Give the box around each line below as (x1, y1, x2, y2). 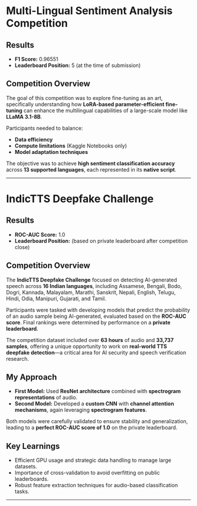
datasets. (14, 463, 38, 470)
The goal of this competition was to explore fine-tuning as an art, (6, 94, 163, 101)
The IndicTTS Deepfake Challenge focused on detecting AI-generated (6, 276, 177, 283)
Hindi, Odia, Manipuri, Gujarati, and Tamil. (6, 295, 107, 302)
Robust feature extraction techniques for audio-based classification (14, 482, 178, 489)
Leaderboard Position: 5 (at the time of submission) (14, 62, 141, 69)
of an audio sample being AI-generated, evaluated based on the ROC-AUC (6, 313, 186, 320)
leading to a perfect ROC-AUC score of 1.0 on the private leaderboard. (6, 424, 178, 431)
